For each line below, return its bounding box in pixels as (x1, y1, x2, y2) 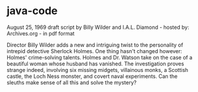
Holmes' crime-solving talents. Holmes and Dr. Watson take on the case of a (7, 54, 193, 61)
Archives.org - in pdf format (7, 29, 75, 37)
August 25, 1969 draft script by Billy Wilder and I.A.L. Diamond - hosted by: (7, 24, 190, 31)
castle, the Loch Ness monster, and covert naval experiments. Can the (7, 73, 178, 80)
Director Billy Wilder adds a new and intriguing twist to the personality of (7, 41, 184, 48)
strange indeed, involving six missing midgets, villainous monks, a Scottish (7, 66, 189, 73)
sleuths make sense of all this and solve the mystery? (7, 78, 137, 86)
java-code (7, 4, 58, 18)
